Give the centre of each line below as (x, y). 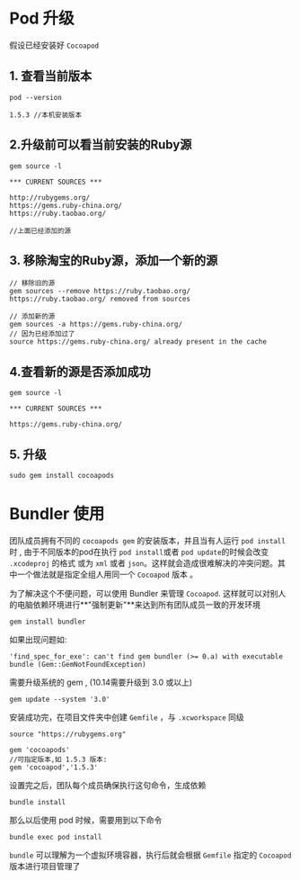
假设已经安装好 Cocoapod (54, 45)
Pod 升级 (42, 18)
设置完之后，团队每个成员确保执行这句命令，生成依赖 (108, 785)
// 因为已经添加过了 (42, 334)
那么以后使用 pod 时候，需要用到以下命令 (86, 820)
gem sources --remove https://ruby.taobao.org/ (100, 292)
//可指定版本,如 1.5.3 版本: (58, 759)
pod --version (36, 97)
